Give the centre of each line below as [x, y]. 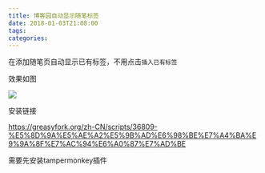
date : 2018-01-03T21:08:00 [53, 23]
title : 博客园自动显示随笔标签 [54, 16]
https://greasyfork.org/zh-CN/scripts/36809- [83, 127]
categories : [28, 38]
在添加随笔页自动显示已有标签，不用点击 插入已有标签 [93, 62]
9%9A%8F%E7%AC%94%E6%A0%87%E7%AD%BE [97, 144]
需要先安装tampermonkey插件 [58, 160]
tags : [17, 30]
